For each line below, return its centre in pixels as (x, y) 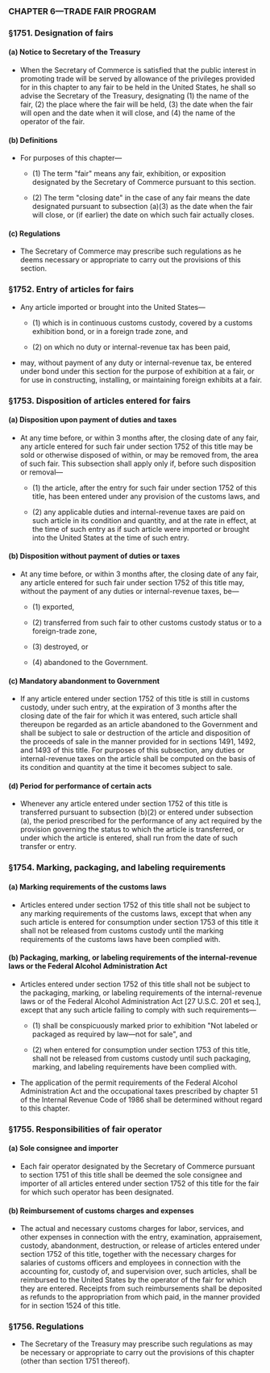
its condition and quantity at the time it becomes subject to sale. (126, 768)
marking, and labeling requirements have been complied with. (135, 1066)
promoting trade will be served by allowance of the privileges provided (137, 79)
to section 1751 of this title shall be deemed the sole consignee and (131, 1174)
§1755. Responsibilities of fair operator (85, 1129)
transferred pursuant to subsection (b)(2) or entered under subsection (137, 812)
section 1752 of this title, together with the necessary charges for (128, 1254)
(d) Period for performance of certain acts (80, 785)
